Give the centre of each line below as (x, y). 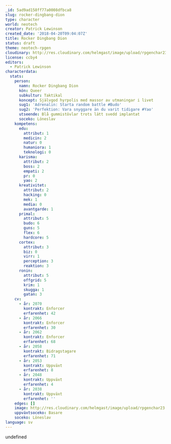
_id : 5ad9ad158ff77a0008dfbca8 (38, 10)
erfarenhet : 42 (40, 313)
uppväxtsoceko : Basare (38, 413)
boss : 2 (32, 166)
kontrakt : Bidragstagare (50, 351)
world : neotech (21, 24)
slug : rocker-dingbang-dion (35, 15)
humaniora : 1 (37, 148)
